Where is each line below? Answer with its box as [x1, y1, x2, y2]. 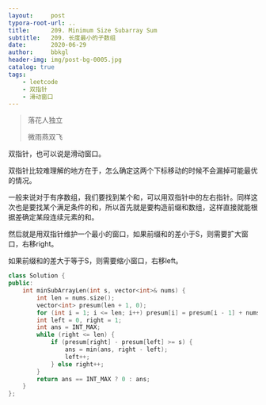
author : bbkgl [8, 48, 69, 56]
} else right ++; [50, 360, 104, 369]
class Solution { [8, 272, 66, 280]
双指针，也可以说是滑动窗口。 [8, 149, 105, 159]
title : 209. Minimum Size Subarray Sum [8, 26, 158, 34]
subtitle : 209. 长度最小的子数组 [8, 33, 116, 42]
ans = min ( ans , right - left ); [64, 346, 169, 353]
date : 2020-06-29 [8, 41, 87, 49]
